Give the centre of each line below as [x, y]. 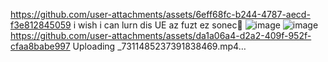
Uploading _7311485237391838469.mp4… [159, 46]
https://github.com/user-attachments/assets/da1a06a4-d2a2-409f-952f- [161, 35]
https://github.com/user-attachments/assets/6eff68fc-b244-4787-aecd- [160, 14]
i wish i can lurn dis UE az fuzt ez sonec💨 [158, 25]
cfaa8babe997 [40, 46]
